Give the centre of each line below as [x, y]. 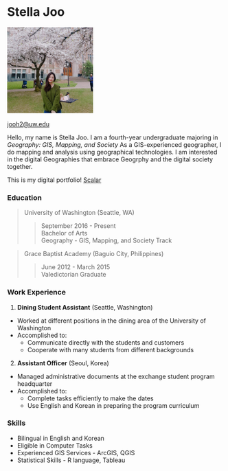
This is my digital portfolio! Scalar [54, 180]
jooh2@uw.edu [28, 124]
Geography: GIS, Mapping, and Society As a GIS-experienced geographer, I [114, 144]
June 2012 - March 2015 [76, 267]
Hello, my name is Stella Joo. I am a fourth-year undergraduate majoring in [113, 137]
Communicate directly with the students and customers [106, 342]
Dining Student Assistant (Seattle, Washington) [85, 307]
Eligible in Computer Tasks [55, 445]
